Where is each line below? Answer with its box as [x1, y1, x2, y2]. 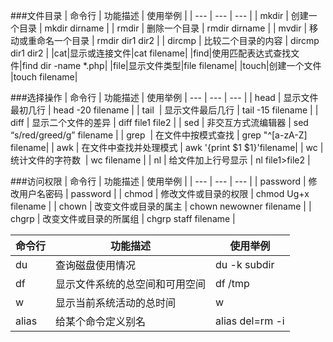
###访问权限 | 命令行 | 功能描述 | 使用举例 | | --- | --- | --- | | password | [10, 175, 307, 187]
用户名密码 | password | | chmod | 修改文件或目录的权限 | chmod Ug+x [18, 188, 310, 199]
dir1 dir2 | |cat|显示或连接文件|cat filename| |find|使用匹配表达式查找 [10, 47, 292, 59]
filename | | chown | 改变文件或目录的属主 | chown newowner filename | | [10, 200, 312, 212]
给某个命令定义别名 [55, 315, 147, 328]
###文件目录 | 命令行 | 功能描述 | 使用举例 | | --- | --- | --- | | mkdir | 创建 [10, 10, 309, 21]
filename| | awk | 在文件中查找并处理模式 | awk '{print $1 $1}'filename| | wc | [10, 142, 324, 153]
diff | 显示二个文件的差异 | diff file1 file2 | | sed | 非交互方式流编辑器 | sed [10, 117, 309, 128]
